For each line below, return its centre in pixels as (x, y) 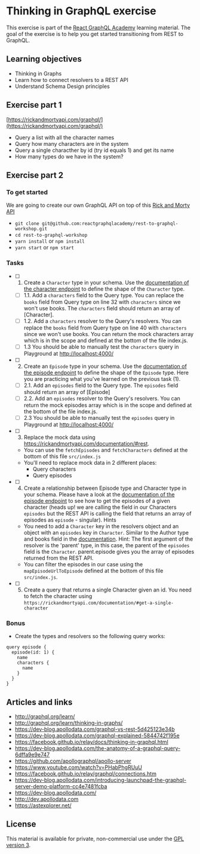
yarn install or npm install (50, 241)
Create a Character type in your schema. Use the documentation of (106, 282)
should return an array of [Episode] (67, 392)
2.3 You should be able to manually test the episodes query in (99, 417)
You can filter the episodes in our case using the (83, 564)
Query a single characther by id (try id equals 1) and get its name (94, 150)
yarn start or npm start (44, 248)
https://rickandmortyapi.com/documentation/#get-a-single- (99, 603)
